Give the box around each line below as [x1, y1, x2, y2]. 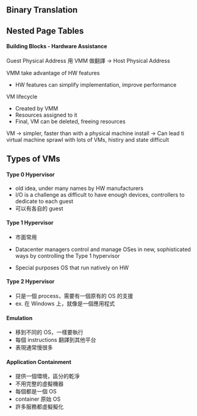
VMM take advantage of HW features [6, 69, 100, 76]
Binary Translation [6, 5, 78, 15]
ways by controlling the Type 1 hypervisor [15, 252, 120, 259]
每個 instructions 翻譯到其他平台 [15, 336, 96, 344]
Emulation [6, 314, 33, 321]
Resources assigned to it [15, 111, 77, 119]
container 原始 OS [15, 395, 61, 403]
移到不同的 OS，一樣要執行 [15, 329, 84, 336]
